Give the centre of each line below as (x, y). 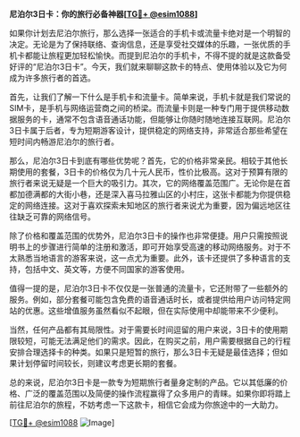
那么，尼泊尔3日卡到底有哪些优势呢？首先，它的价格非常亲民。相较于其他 (145, 161)
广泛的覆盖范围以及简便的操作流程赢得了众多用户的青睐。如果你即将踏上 (158, 394)
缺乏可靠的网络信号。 (56, 217)
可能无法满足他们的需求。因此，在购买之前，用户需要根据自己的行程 (165, 341)
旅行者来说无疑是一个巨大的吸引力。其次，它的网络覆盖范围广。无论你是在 (146, 183)
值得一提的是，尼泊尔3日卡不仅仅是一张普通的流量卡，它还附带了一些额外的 (149, 288)
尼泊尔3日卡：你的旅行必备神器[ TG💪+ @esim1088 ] (104, 14)
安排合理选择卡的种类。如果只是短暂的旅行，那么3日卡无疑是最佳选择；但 (145, 352)
